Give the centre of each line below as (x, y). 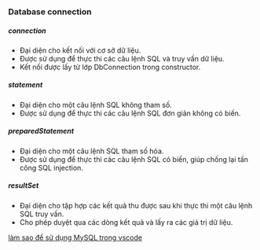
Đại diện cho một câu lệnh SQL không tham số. (96, 105)
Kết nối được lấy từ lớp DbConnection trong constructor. (110, 67)
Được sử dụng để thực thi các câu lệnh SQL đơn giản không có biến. (130, 113)
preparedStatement (41, 131)
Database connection (50, 12)
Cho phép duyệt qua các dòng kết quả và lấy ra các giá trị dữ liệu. (126, 222)
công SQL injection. (51, 167)
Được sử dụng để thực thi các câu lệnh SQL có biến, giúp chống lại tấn (134, 159)
